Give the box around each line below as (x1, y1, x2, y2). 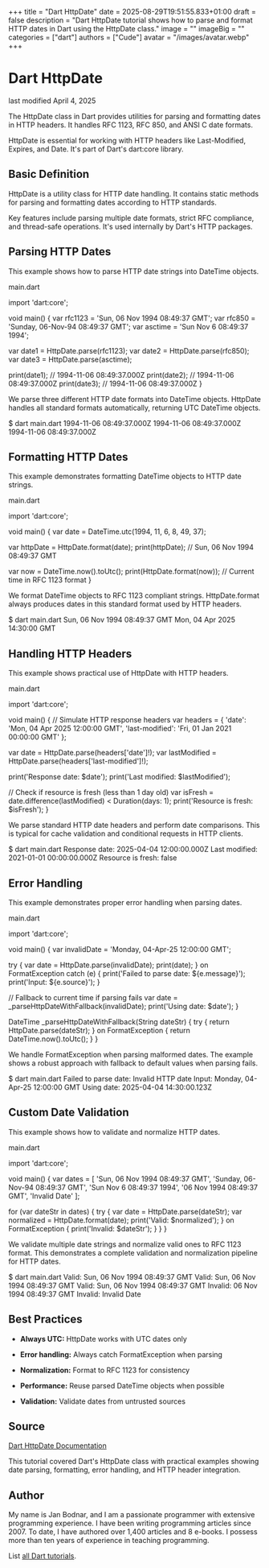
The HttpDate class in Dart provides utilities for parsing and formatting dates (8, 111, 261, 121)
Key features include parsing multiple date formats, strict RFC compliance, (8, 213, 255, 222)
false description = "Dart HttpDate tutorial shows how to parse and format (8, 15, 253, 25)
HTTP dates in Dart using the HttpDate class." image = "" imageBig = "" (8, 24, 245, 33)
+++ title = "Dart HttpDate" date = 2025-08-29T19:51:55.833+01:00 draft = (8, 7, 257, 16)
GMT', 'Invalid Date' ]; (8, 1191, 80, 1201)
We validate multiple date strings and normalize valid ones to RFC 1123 (8, 1239, 242, 1249)
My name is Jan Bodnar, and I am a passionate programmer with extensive (8, 1510, 255, 1520)
